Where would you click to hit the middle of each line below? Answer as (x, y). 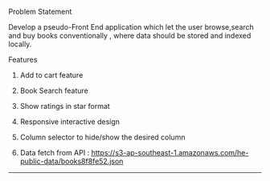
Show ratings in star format (65, 106)
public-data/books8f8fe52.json (72, 161)
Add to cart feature (51, 75)
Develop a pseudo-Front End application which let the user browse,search (131, 27)
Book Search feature (54, 90)
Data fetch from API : (55, 153)
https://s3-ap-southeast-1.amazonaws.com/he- (170, 153)
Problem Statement (40, 12)
